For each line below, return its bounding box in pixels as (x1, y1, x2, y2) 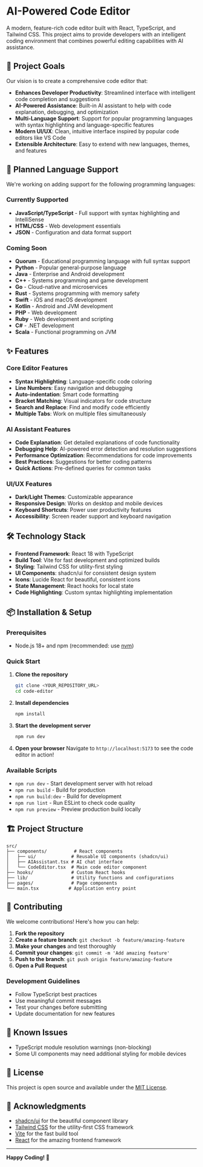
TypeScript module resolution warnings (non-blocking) (14, 1043, 152, 1051)
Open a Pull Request (14, 962, 68, 969)
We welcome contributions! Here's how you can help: (6, 917, 140, 925)
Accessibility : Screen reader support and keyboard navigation (14, 513, 171, 520)
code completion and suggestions (14, 95, 100, 102)
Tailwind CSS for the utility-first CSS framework (14, 1123, 134, 1131)
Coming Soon (6, 243, 47, 252)
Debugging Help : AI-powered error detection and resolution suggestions (14, 445, 197, 452)
